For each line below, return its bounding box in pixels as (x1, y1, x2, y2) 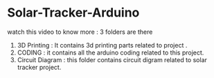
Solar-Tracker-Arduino (7, 5, 140, 21)
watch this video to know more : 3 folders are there (7, 28, 153, 36)
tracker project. (17, 63, 62, 71)
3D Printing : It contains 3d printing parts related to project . (17, 41, 188, 49)
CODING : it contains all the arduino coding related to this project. (17, 48, 204, 57)
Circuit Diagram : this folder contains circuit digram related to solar (17, 55, 208, 64)
